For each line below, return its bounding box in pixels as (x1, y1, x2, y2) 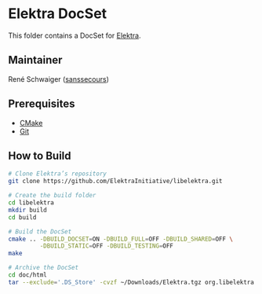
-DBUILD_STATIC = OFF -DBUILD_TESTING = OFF (39, 242, 174, 250)
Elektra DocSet (8, 5, 107, 23)
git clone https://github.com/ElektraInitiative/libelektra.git (8, 178, 223, 186)
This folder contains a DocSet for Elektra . (8, 31, 141, 40)
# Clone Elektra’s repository (8, 170, 107, 178)
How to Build (8, 149, 72, 162)
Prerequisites (8, 97, 75, 111)
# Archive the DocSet (8, 264, 79, 272)
